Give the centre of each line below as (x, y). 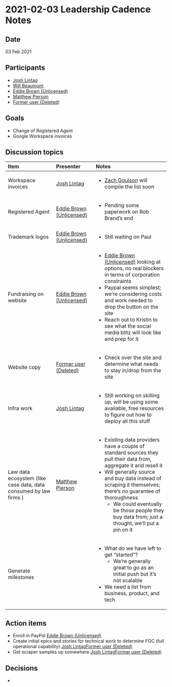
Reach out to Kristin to (131, 320)
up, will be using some (132, 402)
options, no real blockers (134, 268)
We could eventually (138, 504)
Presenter (68, 166)
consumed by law (29, 491)
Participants (25, 68)
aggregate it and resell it (134, 466)
